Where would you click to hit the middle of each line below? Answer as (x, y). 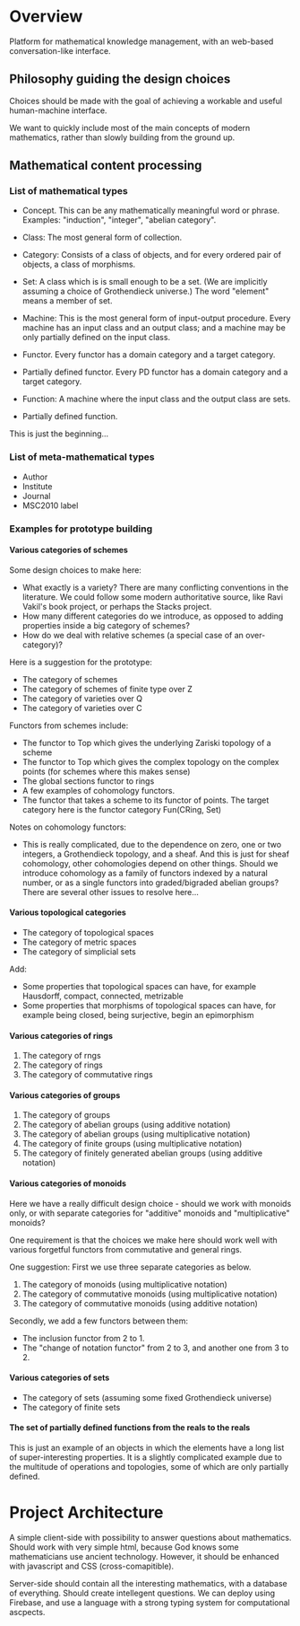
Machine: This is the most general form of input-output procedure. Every (156, 318)
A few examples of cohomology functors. (99, 790)
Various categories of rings (61, 1035)
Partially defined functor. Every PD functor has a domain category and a (155, 372)
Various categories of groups (65, 1095)
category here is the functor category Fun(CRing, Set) (122, 809)
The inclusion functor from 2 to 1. (83, 1338)
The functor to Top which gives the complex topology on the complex (150, 761)
